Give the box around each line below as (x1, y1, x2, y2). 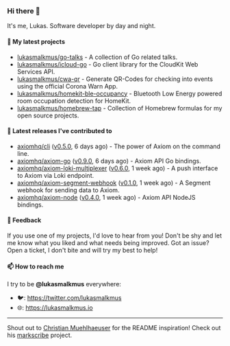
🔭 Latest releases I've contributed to (7, 127, 112, 135)
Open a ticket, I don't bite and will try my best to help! (7, 246, 158, 254)
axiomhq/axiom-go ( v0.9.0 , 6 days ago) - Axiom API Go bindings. (16, 157, 201, 165)
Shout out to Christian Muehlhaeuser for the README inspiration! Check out (7, 324, 221, 332)
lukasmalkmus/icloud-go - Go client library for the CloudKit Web (16, 60, 199, 68)
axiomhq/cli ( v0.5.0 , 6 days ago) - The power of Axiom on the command (16, 142, 221, 150)
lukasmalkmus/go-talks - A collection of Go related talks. (16, 53, 178, 61)
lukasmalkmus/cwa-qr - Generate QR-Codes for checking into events (16, 75, 214, 83)
